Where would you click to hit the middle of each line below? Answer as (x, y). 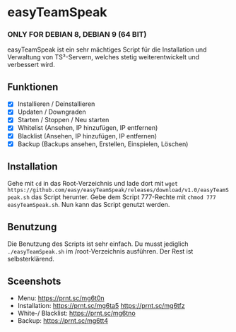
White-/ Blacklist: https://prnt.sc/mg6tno (76, 313)
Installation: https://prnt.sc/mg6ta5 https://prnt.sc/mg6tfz (101, 306)
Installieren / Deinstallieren (56, 104)
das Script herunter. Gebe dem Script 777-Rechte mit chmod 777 (124, 197)
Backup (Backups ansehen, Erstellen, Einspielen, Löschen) (103, 144)
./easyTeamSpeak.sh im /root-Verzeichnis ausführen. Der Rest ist (100, 251)
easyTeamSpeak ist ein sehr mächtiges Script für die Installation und (107, 49)
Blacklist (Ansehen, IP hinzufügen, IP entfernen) (87, 136)
